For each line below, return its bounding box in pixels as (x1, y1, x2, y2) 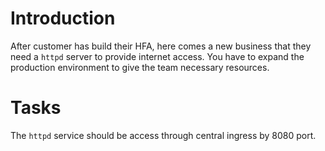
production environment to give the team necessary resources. (10, 61, 270, 73)
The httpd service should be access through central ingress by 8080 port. (10, 129, 317, 141)
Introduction (10, 7, 116, 30)
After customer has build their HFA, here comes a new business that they (10, 40, 312, 52)
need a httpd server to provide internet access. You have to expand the (10, 50, 305, 62)
